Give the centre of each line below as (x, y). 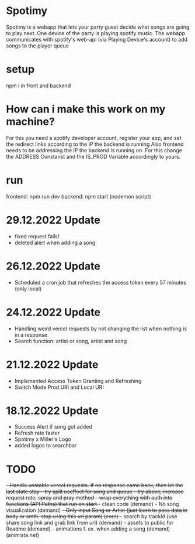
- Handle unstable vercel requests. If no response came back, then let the (95, 485)
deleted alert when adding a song (55, 242)
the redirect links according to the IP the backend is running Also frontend (95, 144)
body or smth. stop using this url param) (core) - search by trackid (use (92, 516)
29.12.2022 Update (53, 220)
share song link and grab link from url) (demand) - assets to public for (90, 523)
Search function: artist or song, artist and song (71, 341)
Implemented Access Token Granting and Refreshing (78, 381)
